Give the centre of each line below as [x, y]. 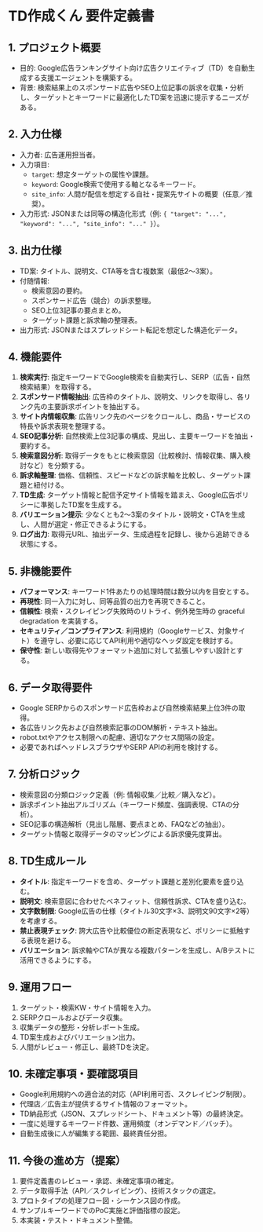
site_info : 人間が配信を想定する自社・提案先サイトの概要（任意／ [139, 194]
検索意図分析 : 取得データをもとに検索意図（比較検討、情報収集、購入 [131, 455]
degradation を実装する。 [61, 621]
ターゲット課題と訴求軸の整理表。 [86, 320]
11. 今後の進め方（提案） [67, 1160]
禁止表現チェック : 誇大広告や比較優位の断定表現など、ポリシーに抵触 [131, 930]
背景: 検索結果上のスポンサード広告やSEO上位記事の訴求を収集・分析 [131, 88]
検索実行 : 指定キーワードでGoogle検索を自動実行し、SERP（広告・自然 [135, 377]
